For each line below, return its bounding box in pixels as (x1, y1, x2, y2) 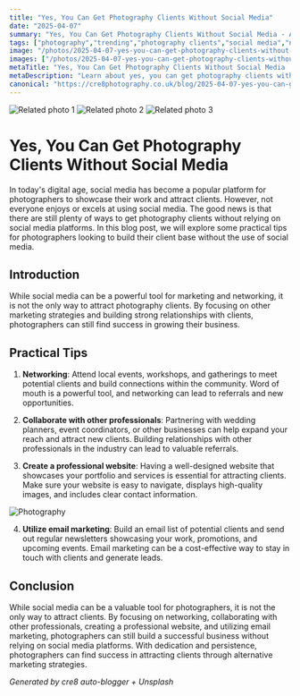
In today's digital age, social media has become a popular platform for (9, 184, 266, 195)
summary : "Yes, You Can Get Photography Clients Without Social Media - (9, 30, 286, 38)
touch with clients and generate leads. (21, 552, 163, 564)
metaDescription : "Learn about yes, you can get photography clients (9, 72, 274, 81)
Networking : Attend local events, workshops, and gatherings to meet (21, 369, 278, 380)
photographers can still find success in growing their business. (9, 319, 241, 330)
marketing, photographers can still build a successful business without (9, 631, 270, 641)
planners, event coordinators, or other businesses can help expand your (21, 424, 288, 435)
